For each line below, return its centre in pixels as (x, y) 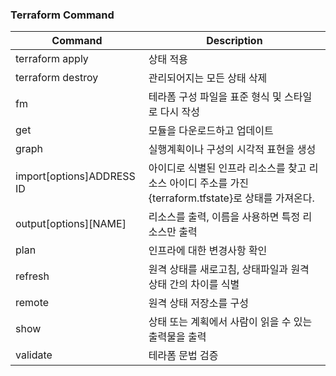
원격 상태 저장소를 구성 (198, 303)
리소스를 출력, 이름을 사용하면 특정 (224, 217)
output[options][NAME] (71, 224)
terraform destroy (57, 78)
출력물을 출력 (177, 337)
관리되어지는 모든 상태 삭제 (208, 78)
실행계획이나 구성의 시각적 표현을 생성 (232, 150)
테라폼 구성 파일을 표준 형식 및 (215, 97)
